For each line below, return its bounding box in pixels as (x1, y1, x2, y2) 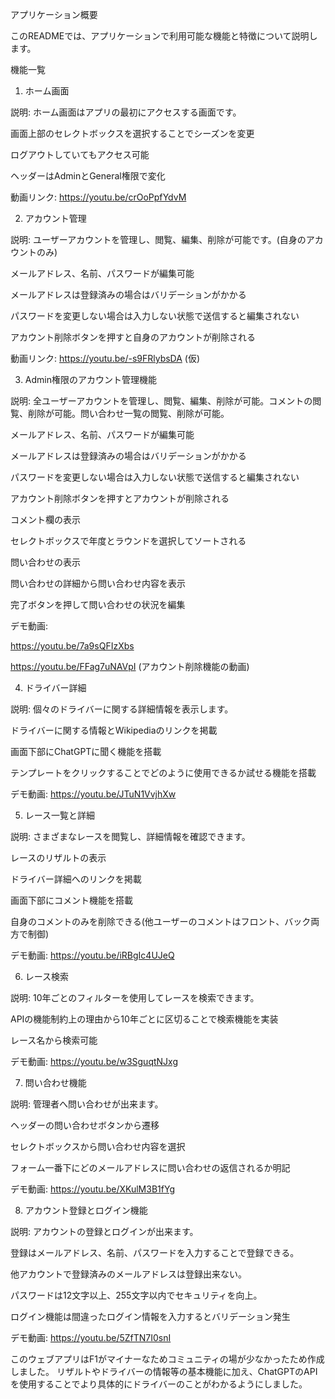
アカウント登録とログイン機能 (24, 1204, 148, 1216)
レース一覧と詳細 (24, 809, 96, 821)
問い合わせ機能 (24, 1077, 87, 1088)
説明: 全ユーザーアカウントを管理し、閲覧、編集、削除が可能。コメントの (10, 395, 313, 407)
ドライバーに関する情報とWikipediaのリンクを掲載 (10, 724, 218, 736)
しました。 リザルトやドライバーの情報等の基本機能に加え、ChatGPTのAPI (10, 1366, 318, 1377)
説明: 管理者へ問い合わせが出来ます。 (10, 1098, 164, 1110)
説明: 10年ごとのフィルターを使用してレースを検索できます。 (10, 992, 260, 1003)
